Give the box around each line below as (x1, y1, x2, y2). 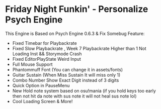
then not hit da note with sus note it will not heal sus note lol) (12, 93, 137, 99)
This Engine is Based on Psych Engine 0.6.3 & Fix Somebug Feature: (5, 30, 145, 36)
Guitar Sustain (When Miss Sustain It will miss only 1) (12, 72, 121, 78)
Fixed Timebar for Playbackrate (12, 40, 77, 46)
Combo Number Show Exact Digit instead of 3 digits (12, 77, 119, 83)
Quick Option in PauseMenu (12, 82, 70, 88)
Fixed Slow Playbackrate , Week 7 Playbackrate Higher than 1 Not (12, 45, 147, 51)
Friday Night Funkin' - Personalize (5, 3, 148, 15)
